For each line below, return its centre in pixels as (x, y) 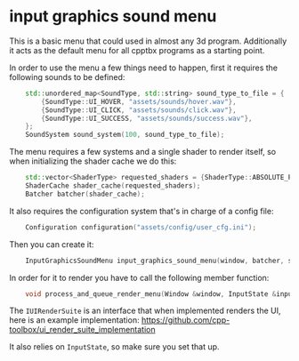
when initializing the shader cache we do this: (93, 161)
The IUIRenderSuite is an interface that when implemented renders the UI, (145, 311)
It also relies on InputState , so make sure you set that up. (114, 347)
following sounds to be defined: (67, 76)
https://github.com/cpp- (186, 320)
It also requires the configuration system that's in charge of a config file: (141, 211)
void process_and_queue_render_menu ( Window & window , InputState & (151, 294)
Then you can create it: (52, 244)
